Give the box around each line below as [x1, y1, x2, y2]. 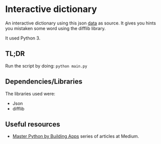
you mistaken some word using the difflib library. [5, 25, 106, 31]
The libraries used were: [5, 90, 56, 96]
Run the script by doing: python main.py [5, 62, 88, 68]
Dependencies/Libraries [5, 77, 83, 86]
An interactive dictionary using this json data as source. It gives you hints [5, 20, 156, 26]
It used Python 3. [5, 35, 41, 41]
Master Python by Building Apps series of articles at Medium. [12, 133, 139, 139]
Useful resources [5, 120, 60, 128]
